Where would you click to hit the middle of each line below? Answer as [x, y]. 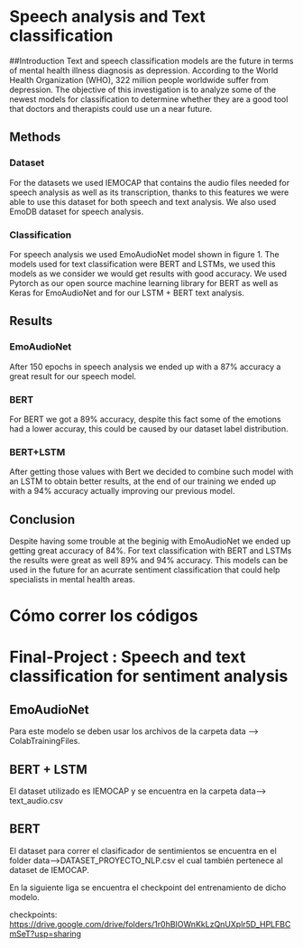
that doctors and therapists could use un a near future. [111, 108]
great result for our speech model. [73, 376]
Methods [35, 137]
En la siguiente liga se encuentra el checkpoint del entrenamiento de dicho [148, 888]
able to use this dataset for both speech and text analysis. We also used [143, 201]
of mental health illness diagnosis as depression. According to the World [144, 70]
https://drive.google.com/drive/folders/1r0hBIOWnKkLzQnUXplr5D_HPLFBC [150, 924]
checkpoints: [33, 915]
